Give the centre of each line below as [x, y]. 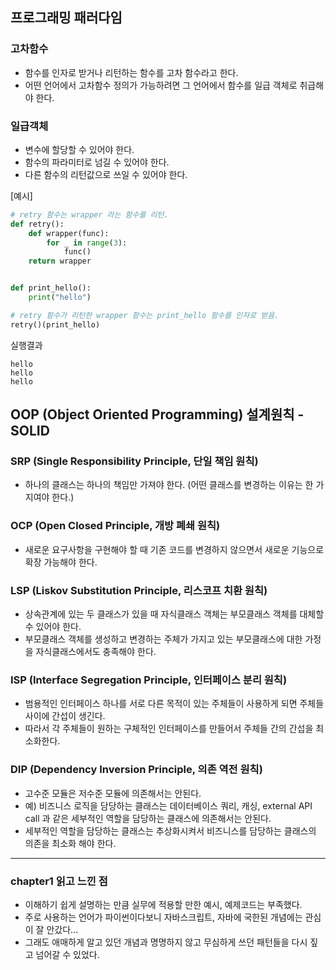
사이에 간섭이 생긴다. [65, 716]
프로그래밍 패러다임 [66, 18]
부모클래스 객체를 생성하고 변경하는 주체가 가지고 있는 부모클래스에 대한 [163, 639]
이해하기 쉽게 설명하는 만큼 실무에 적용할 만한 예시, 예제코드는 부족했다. [163, 904]
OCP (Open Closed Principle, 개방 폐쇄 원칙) [115, 526]
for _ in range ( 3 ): [87, 243]
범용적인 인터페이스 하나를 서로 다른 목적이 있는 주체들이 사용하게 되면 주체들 [174, 704]
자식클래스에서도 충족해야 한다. [96, 652]
